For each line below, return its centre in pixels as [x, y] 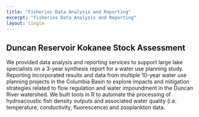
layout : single [25, 23]
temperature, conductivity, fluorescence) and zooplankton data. [86, 107]
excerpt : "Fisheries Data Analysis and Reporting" [71, 18]
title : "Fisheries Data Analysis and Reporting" [69, 12]
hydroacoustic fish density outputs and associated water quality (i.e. [92, 101]
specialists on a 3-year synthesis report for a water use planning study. [95, 69]
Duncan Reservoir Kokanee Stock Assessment [96, 48]
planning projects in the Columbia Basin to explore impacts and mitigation [98, 82]
